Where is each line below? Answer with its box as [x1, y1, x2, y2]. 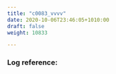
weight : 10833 [7, 29, 48, 36]
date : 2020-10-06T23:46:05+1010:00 [7, 16, 110, 23]
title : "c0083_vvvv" [7, 10, 67, 17]
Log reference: [7, 58, 58, 67]
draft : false [7, 23, 45, 29]
